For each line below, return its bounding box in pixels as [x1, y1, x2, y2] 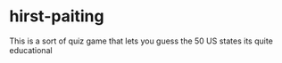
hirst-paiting [9, 6, 104, 27]
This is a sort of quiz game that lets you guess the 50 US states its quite [9, 35, 274, 46]
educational [9, 44, 53, 55]
